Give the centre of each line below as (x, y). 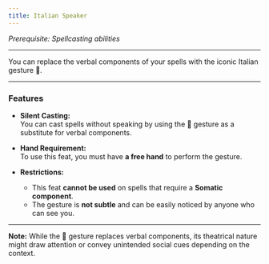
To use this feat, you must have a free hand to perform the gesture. (131, 156)
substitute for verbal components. (76, 132)
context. (22, 253)
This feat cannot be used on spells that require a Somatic (127, 187)
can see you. (53, 213)
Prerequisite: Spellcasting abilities (64, 38)
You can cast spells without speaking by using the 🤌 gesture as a (127, 124)
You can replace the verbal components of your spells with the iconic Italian (133, 62)
